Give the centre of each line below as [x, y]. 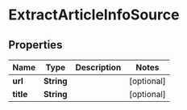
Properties [35, 45]
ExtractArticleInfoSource [94, 15]
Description [98, 68]
